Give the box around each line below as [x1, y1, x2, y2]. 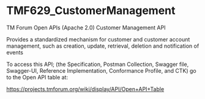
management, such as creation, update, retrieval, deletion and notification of [6, 42, 199, 50]
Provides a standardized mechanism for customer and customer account [6, 35, 190, 43]
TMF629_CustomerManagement [6, 4, 176, 18]
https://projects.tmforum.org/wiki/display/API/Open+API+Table [6, 85, 165, 92]
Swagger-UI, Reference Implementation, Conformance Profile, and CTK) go [6, 67, 197, 74]
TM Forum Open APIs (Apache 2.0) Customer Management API [6, 24, 166, 31]
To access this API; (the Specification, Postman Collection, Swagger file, [6, 61, 189, 68]
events [6, 48, 23, 56]
